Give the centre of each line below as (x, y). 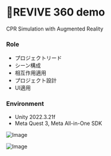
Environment (25, 104)
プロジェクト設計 (36, 81)
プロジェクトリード (38, 58)
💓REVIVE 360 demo (56, 12)
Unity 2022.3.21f (35, 117)
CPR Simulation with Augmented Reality (55, 29)
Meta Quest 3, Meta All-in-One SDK (58, 123)
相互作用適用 (30, 73)
